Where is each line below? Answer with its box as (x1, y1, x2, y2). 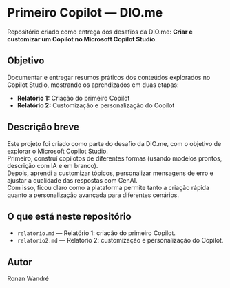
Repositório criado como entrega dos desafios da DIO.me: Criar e (7, 28, 193, 36)
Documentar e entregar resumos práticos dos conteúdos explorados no (7, 73, 211, 81)
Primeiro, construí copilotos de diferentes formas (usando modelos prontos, (7, 154, 222, 163)
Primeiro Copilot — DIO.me (7, 5, 163, 21)
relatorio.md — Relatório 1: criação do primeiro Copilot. (17, 229, 176, 237)
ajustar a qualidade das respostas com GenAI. (7, 176, 138, 184)
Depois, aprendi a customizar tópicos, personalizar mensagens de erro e (7, 169, 213, 177)
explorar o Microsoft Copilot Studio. (7, 147, 109, 155)
